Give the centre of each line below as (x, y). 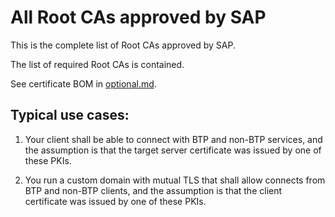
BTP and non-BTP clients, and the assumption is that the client (153, 190)
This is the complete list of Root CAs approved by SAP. (123, 45)
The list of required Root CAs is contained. (97, 64)
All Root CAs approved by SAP (138, 17)
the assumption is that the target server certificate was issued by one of (173, 150)
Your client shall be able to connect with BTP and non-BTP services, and (173, 139)
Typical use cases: (70, 115)
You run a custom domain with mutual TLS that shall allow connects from (175, 180)
